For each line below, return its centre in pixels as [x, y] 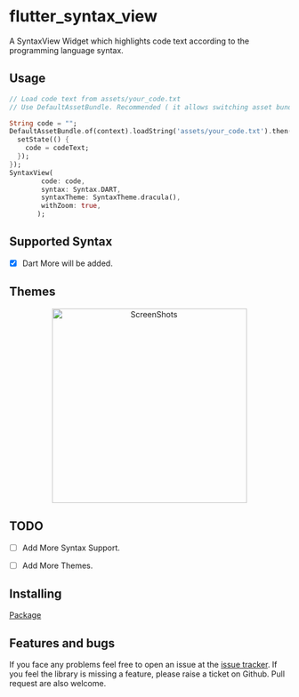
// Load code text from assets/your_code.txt [95, 99]
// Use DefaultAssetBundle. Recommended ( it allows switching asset [141, 107]
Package [25, 615]
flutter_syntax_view [83, 16]
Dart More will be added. [67, 263]
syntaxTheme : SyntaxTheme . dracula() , [111, 197]
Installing [36, 594]
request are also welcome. [58, 684]
